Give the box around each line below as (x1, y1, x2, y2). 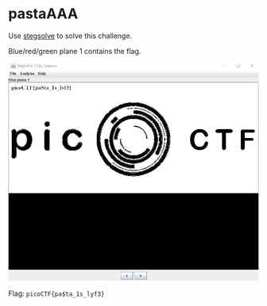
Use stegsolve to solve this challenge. (8, 31, 133, 40)
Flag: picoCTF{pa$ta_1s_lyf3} (8, 289, 105, 298)
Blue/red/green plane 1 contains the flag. (8, 46, 141, 55)
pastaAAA (8, 5, 79, 23)
